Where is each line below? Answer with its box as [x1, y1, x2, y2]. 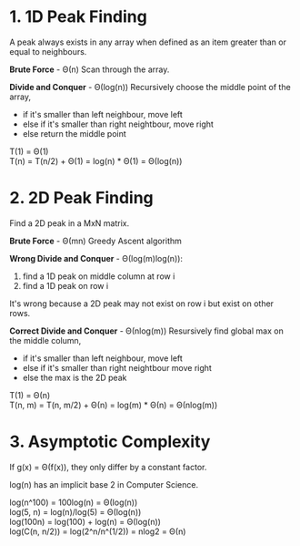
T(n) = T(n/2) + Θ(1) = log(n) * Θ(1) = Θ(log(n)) [9, 155, 183, 166]
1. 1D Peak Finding [9, 6, 147, 27]
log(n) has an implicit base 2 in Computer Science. [9, 479, 198, 489]
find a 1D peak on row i [22, 280, 109, 291]
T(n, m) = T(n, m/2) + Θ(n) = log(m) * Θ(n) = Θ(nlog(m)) [9, 399, 218, 410]
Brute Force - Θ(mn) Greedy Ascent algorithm [9, 235, 182, 246]
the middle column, [9, 335, 82, 345]
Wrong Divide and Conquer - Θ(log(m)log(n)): [9, 252, 184, 263]
